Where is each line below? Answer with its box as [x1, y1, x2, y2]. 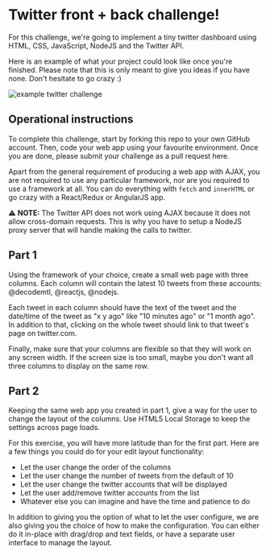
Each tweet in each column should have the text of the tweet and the [8, 302, 237, 312]
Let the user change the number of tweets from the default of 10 [19, 471, 234, 481]
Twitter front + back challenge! [8, 6, 220, 24]
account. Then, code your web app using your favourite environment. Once [8, 143, 259, 152]
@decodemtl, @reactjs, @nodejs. [8, 287, 119, 296]
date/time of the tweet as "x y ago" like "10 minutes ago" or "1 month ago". [8, 311, 255, 321]
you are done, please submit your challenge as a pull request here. [8, 151, 230, 160]
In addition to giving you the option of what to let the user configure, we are [8, 512, 260, 522]
